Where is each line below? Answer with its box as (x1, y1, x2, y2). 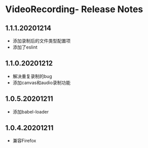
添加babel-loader (12, 108, 49, 115)
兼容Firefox (12, 138, 36, 144)
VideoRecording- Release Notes (5, 4, 143, 15)
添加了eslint (12, 44, 38, 50)
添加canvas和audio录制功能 (12, 80, 71, 86)
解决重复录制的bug (12, 73, 52, 79)
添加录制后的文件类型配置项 (12, 38, 71, 44)
